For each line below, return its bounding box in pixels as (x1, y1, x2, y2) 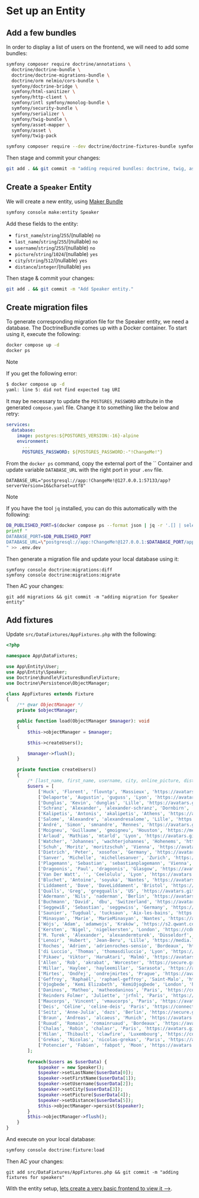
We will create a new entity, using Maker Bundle (6, 197, 123, 205)
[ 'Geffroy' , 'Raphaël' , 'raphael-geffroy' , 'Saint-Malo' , (37, 976, 184, 982)
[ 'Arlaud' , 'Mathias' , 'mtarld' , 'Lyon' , (37, 833, 142, 839)
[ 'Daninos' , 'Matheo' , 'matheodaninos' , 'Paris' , (37, 987, 163, 993)
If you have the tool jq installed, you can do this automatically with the (6, 505, 177, 512)
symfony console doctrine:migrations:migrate (6, 572, 120, 578)
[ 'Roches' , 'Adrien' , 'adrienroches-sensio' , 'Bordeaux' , (37, 943, 184, 949)
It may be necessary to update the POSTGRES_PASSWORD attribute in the (6, 397, 174, 404)
